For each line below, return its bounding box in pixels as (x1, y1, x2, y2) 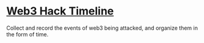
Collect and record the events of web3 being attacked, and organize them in (6, 24, 199, 31)
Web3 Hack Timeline (6, 4, 114, 18)
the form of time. (6, 30, 49, 38)
